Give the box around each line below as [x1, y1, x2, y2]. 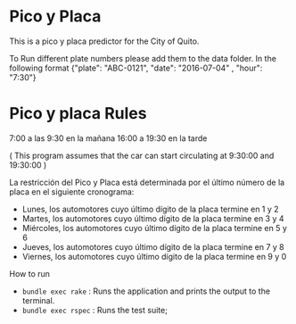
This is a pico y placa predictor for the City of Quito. [9, 36, 200, 46]
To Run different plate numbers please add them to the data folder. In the [9, 53, 276, 63]
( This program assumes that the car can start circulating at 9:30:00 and [9, 150, 275, 161]
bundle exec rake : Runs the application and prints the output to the [21, 286, 270, 296]
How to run [9, 268, 51, 278]
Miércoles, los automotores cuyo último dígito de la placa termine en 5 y [21, 222, 288, 233]
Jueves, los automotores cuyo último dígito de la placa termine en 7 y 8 [21, 241, 284, 252]
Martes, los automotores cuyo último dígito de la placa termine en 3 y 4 [21, 212, 284, 224]
